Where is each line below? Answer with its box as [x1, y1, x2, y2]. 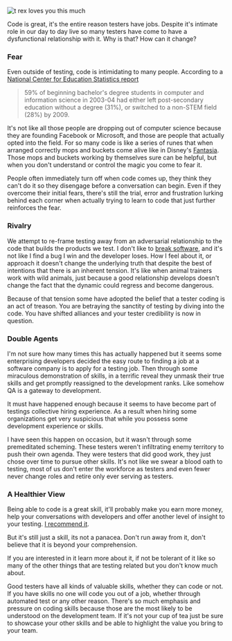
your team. [7, 626, 38, 635]
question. [7, 316, 35, 325]
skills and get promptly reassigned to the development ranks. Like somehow [7, 378, 224, 387]
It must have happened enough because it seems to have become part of [7, 399, 217, 408]
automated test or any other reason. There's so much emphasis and [7, 597, 201, 606]
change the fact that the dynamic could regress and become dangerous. [7, 281, 214, 289]
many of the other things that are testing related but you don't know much [7, 561, 218, 570]
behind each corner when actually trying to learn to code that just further [7, 196, 216, 204]
